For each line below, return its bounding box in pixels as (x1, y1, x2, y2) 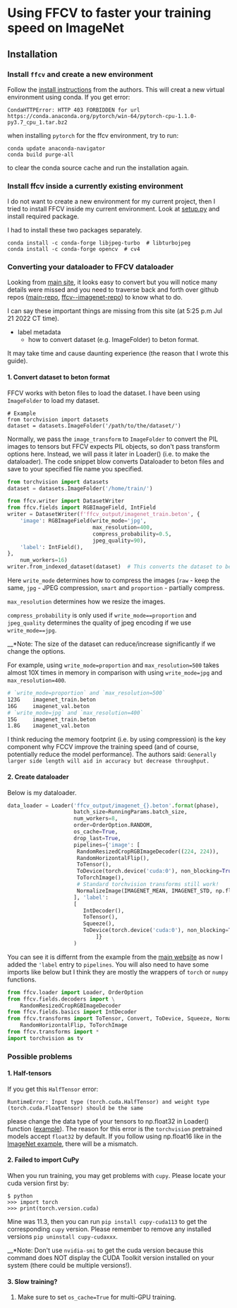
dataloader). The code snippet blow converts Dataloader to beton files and (7, 457, 224, 466)
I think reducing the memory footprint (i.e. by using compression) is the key (7, 735, 226, 743)
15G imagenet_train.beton (7, 716, 97, 723)
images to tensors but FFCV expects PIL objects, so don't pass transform (7, 442, 220, 450)
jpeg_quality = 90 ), (92, 537, 147, 544)
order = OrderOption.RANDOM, (73, 822, 153, 829)
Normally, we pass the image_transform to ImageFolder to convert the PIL (7, 435, 219, 443)
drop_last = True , (73, 835, 121, 842)
